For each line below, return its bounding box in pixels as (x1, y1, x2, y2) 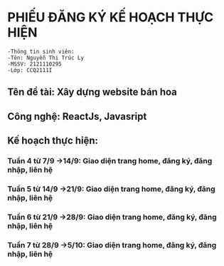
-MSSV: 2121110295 (7, 60, 62, 68)
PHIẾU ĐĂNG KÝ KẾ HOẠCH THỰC (7, 9, 214, 26)
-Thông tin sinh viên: (7, 48, 75, 55)
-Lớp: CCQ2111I (7, 66, 53, 73)
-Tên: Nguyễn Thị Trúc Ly (7, 54, 84, 61)
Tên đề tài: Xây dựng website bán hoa (7, 86, 178, 98)
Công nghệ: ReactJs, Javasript (7, 110, 147, 123)
